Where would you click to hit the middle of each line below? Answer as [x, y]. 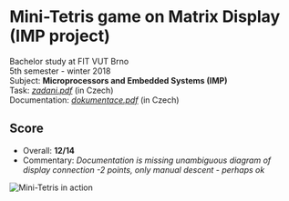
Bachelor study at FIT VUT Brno [69, 61]
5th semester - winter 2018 [60, 71]
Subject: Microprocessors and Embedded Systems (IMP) [119, 80]
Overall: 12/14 [48, 150]
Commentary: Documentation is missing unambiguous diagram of [147, 160]
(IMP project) [60, 36]
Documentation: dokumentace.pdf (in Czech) [94, 100]
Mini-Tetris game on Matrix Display [145, 17]
